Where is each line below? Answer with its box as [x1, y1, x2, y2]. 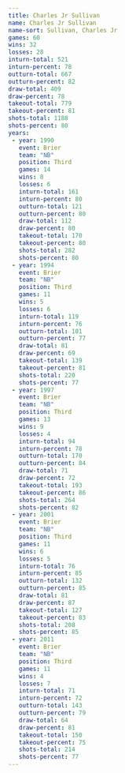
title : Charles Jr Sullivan [8, 11, 101, 20]
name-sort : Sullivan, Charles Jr [8, 26, 118, 34]
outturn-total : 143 [18, 702, 83, 710]
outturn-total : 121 [18, 202, 83, 210]
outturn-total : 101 [18, 327, 83, 336]
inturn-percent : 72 [18, 694, 83, 703]
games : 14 [18, 166, 51, 174]
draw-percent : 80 [18, 224, 76, 233]
